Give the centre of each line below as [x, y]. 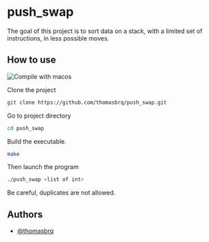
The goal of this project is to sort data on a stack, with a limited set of [105, 31]
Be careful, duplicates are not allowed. [61, 192]
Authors [25, 214]
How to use [32, 60]
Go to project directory [39, 115]
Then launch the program [43, 167]
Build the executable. [37, 141]
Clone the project [32, 89]
